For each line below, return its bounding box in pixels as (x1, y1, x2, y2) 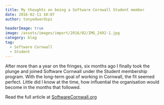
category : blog (5, 35, 37, 40)
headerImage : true (5, 26, 44, 31)
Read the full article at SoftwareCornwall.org (5, 93, 97, 100)
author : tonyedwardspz (5, 16, 53, 21)
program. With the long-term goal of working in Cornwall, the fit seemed (5, 73, 154, 79)
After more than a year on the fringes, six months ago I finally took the (5, 63, 150, 69)
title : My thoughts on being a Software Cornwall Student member (5, 7, 144, 12)
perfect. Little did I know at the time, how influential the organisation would (5, 78, 159, 85)
